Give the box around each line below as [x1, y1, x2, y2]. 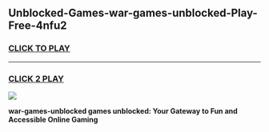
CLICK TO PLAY [8, 43, 70, 54]
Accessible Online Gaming [8, 114, 98, 124]
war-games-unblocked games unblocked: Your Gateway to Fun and [8, 106, 238, 115]
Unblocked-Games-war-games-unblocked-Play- [8, 6, 258, 20]
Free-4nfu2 [8, 19, 67, 33]
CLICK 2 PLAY [8, 73, 64, 84]
